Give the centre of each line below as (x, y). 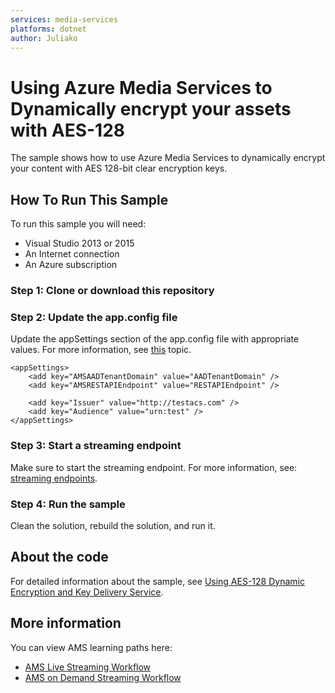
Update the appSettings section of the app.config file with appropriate (155, 339)
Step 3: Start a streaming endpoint (96, 446)
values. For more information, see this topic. (101, 350)
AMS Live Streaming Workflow (88, 667)
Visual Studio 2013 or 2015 (79, 243)
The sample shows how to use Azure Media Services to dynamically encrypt (168, 158)
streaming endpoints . (54, 478)
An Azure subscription (71, 265)
